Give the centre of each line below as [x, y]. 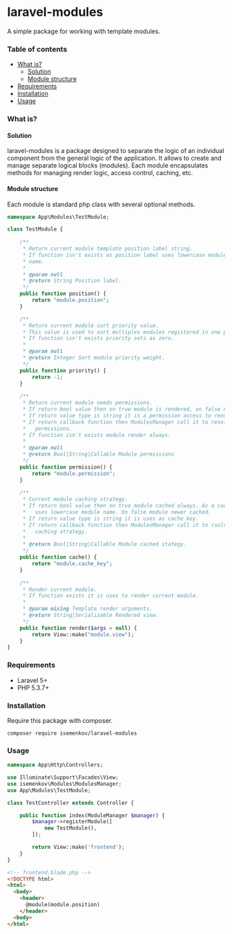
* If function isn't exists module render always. [97, 435]
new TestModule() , [70, 828]
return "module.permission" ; [74, 474]
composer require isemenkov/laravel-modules [72, 733]
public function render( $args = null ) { [78, 628]
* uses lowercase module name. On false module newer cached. [117, 512]
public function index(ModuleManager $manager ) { [93, 815]
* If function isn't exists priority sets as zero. [98, 339]
